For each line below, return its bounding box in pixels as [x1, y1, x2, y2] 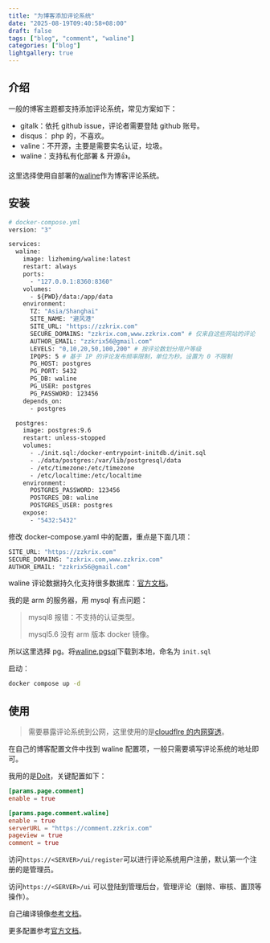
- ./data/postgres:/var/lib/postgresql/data [29, 456, 182, 465]
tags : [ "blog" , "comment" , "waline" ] [8, 34, 135, 43]
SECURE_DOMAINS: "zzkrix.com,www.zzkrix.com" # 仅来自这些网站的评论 [29, 330, 256, 338]
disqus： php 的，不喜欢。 [19, 130, 108, 141]
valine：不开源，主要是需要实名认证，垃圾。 [19, 141, 167, 150]
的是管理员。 [14, 865, 58, 875]
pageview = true [8, 831, 63, 840]
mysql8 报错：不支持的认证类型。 [27, 613, 139, 622]
